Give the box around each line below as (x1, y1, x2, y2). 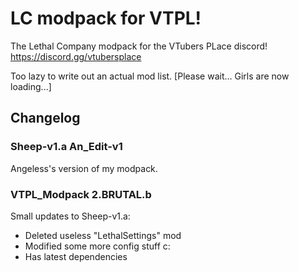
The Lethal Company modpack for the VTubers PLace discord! (10, 40, 268, 52)
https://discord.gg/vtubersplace (10, 50, 142, 62)
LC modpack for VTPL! (10, 7, 202, 30)
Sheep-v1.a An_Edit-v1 (10, 140, 123, 154)
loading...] (10, 80, 52, 92)
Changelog (10, 110, 81, 127)
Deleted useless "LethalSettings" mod (24, 229, 182, 241)
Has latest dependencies (24, 250, 128, 262)
